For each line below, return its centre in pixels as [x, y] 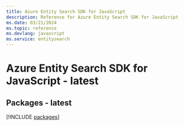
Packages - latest [39, 103]
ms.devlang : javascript [35, 34]
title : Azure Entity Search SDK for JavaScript [66, 12]
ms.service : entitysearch [38, 39]
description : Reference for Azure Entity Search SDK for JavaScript [92, 17]
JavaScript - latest [52, 81]
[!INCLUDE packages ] [33, 117]
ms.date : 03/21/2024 [32, 22]
